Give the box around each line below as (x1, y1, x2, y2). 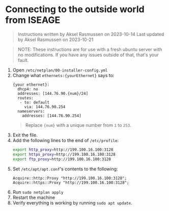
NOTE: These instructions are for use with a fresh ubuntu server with (17, 46, 162, 52)
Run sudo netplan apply (12, 189, 64, 195)
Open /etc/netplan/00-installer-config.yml (12, 67, 108, 73)
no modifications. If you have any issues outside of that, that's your (17, 52, 159, 58)
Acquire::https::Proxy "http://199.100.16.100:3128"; (12, 180, 129, 185)
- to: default (19, 100, 50, 105)
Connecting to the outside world (5, 4, 145, 15)
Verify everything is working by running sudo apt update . (12, 199, 132, 206)
